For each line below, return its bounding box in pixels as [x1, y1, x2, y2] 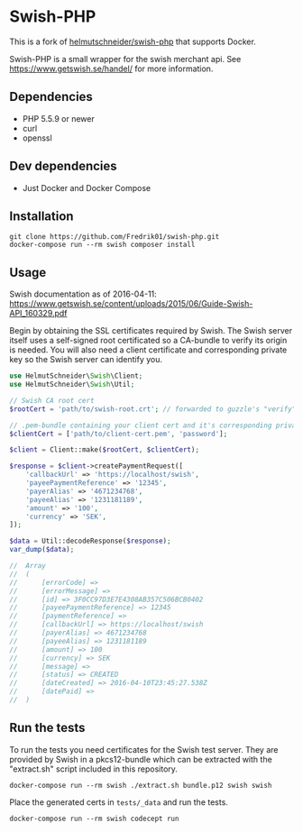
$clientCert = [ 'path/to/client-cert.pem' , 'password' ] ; [9, 429, 228, 438]
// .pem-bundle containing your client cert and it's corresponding [9, 421, 272, 430]
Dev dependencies [9, 159, 117, 174]
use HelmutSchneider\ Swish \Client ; [9, 371, 143, 380]
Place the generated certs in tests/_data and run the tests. [9, 796, 228, 808]
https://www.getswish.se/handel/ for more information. [9, 63, 214, 74]
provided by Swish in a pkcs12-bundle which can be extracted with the [9, 754, 272, 764]
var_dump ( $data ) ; [9, 545, 75, 554]
